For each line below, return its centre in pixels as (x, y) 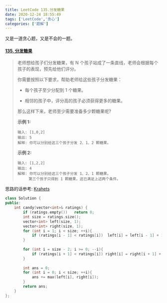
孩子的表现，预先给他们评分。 (48, 69)
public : (13, 203)
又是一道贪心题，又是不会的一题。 (40, 38)
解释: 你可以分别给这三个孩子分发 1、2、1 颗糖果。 (64, 174)
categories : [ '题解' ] (27, 24)
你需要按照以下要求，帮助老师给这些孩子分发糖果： (70, 80)
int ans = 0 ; (37, 268)
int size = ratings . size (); (52, 217)
